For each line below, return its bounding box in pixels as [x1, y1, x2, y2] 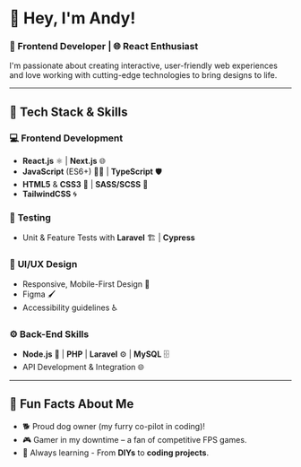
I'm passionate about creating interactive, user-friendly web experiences [9, 60, 278, 71]
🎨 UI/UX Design [9, 258, 78, 271]
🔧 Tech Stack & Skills [9, 104, 128, 119]
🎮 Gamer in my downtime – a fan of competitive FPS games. [21, 434, 247, 445]
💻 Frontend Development [9, 132, 124, 144]
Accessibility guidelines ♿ [21, 302, 118, 313]
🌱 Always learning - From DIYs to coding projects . [21, 447, 209, 458]
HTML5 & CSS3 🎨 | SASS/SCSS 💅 [21, 179, 149, 190]
